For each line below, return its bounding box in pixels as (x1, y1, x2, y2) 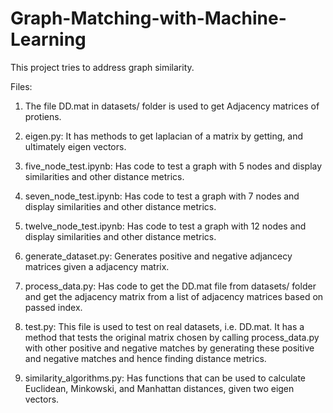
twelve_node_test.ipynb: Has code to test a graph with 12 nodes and (24, 220, 307, 232)
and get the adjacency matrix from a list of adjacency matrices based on (24, 290, 324, 302)
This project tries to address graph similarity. (10, 61, 195, 73)
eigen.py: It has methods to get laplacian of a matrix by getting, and (24, 130, 303, 142)
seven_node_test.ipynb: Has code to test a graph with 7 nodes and (24, 190, 300, 202)
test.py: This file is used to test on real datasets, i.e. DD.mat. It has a (24, 320, 305, 332)
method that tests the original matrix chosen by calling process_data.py (24, 331, 320, 343)
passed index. (24, 301, 83, 313)
